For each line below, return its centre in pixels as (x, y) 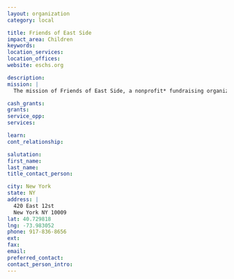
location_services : (36, 52)
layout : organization (39, 14)
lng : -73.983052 (31, 225)
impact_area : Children (40, 39)
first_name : (24, 161)
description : (26, 77)
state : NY (22, 193)
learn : (17, 135)
